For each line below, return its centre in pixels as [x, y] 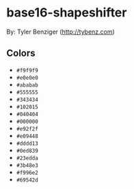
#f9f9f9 [27, 70]
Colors [21, 53]
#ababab [27, 85]
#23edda [27, 158]
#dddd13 [27, 143]
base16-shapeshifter [67, 13]
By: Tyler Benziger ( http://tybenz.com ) [61, 32]
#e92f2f [27, 129]
